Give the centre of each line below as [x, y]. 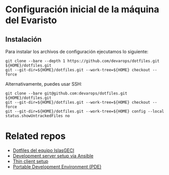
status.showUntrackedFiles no [38, 116]
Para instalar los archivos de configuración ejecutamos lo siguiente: [77, 52]
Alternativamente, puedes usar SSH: [44, 84]
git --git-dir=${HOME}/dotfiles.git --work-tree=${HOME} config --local [85, 111]
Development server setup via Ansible [53, 155]
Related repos [35, 136]
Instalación [24, 39]
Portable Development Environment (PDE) [57, 167]
